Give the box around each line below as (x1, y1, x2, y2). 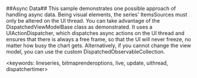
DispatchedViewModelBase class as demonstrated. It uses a (6, 23, 153, 30)
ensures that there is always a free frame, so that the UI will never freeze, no (6, 36, 191, 42)
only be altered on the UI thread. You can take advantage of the (6, 17, 161, 24)
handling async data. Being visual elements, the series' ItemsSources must (6, 11, 188, 18)
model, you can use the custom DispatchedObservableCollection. (6, 48, 165, 55)
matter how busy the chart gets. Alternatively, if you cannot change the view (6, 42, 191, 49)
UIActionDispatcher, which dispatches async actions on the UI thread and (6, 30, 185, 37)
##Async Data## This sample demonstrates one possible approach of (6, 5, 176, 12)
